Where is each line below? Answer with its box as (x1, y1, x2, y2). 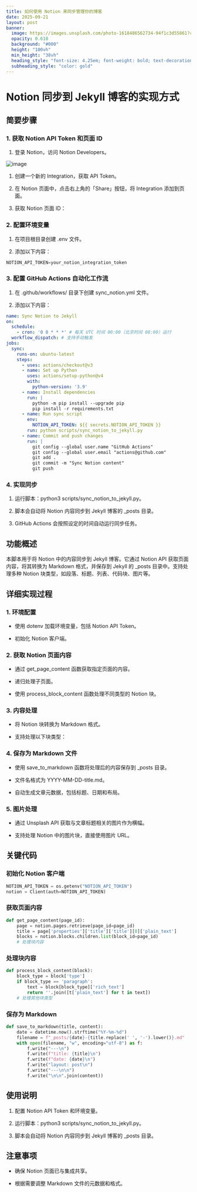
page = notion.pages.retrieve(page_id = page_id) (16, 923, 135, 929)
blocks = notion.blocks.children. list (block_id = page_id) (16, 933, 159, 940)
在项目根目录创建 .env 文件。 (14, 235, 85, 242)
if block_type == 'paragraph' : (16, 979, 93, 985)
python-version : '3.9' (32, 384, 88, 390)
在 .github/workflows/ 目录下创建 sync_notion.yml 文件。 (14, 288, 152, 296)
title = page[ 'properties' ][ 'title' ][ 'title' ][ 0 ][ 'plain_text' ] (16, 928, 177, 934)
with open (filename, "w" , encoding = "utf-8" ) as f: (16, 1040, 143, 1046)
